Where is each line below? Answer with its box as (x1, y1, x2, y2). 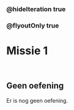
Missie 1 (6, 44, 48, 58)
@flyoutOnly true (6, 21, 59, 29)
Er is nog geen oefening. (6, 97, 68, 104)
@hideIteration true (6, 5, 66, 13)
